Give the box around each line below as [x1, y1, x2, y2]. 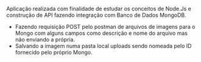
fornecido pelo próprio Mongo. [15, 49, 93, 56]
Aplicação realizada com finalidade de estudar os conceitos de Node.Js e [6, 5, 192, 12]
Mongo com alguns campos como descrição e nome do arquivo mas [15, 29, 188, 37]
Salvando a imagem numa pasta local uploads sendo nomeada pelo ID [15, 42, 192, 49]
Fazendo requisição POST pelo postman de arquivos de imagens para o [15, 23, 196, 30]
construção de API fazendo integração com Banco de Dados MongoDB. [6, 11, 187, 19]
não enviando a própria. [15, 36, 75, 43]
